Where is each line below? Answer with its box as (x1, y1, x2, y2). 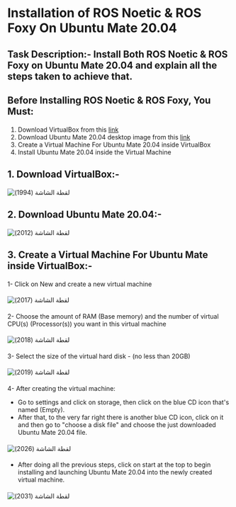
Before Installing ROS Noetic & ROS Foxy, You (7, 94, 211, 106)
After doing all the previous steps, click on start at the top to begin (17, 460, 211, 469)
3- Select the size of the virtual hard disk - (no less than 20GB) (7, 352, 191, 360)
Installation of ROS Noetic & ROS (7, 5, 202, 21)
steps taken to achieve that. (7, 70, 133, 82)
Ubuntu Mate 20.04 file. (17, 428, 87, 437)
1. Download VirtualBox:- (7, 168, 120, 180)
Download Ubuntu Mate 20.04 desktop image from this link (17, 132, 191, 141)
